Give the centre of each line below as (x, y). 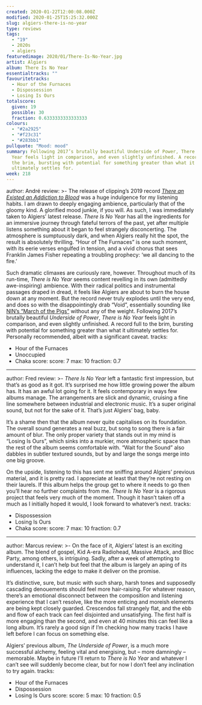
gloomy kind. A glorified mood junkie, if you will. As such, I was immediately (100, 210)
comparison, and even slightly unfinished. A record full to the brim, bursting (100, 324)
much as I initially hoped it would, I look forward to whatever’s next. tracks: (99, 504)
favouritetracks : (28, 79)
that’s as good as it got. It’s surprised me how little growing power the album (101, 385)
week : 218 (19, 174)
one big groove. (26, 460)
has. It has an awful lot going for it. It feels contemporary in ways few (92, 391)
